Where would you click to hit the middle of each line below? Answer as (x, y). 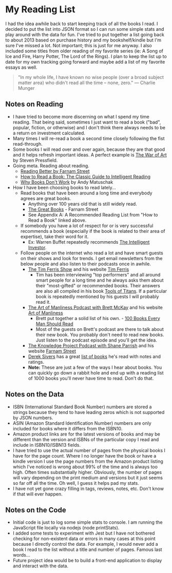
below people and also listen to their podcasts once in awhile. (86, 264)
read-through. (27, 144)
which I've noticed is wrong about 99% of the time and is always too (85, 467)
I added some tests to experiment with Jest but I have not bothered (84, 533)
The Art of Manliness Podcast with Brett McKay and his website (95, 307)
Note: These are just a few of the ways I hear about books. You (95, 367)
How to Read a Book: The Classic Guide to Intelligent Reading (85, 176)
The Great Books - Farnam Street (63, 209)
